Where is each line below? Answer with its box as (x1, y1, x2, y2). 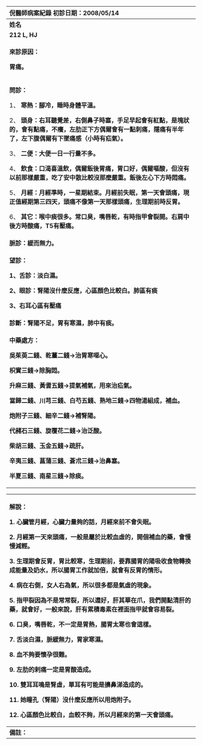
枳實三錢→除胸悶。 (9, 366, 64, 374)
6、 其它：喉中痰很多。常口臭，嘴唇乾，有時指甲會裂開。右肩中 (9, 213, 189, 221)
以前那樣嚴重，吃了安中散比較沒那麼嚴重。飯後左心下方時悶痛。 (9, 174, 191, 181)
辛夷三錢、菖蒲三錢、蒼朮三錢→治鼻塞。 (9, 457, 124, 465)
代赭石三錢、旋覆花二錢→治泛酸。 (9, 427, 106, 435)
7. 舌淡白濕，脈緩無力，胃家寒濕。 (9, 635, 107, 644)
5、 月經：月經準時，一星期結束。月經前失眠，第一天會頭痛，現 (9, 189, 189, 196)
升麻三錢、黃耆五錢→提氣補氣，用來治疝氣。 (9, 382, 136, 389)
